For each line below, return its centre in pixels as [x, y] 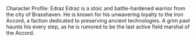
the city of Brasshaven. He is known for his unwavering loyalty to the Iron [95, 14]
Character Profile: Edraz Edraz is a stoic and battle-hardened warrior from [96, 8]
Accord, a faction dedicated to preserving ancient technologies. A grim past [98, 20]
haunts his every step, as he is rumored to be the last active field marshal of [98, 27]
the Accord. [20, 33]
